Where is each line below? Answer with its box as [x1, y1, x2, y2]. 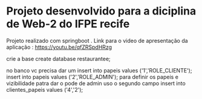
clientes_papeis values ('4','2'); [6, 86, 83, 93]
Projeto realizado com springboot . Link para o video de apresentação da [6, 37, 189, 44]
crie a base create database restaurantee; [6, 55, 111, 62]
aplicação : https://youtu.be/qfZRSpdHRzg [6, 43, 112, 51]
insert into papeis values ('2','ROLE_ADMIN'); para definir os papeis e [6, 73, 178, 80]
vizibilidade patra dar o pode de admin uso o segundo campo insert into [6, 80, 186, 87]
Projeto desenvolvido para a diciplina [6, 4, 197, 18]
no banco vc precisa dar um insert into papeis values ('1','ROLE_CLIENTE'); [6, 66, 192, 74]
